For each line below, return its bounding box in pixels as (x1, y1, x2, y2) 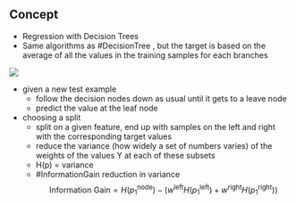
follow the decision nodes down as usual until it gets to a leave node (35, 93, 288, 103)
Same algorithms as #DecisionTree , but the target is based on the (21, 40, 266, 51)
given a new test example (21, 84, 117, 94)
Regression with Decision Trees (21, 30, 140, 41)
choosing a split (21, 111, 81, 123)
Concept (9, 7, 59, 22)
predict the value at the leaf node (35, 102, 158, 113)
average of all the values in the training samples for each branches (21, 49, 268, 61)
